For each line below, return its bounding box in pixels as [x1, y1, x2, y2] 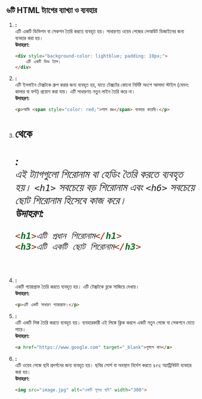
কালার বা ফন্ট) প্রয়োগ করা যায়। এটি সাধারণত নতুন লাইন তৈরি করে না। [14, 88, 136, 95]
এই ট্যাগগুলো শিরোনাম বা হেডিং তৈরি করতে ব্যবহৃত [14, 167, 183, 181]
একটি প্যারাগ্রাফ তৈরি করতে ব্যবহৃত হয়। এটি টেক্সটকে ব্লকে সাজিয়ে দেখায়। [14, 283, 140, 290]
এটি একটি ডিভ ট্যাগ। [26, 59, 62, 65]
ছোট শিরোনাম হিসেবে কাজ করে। [14, 193, 127, 207]
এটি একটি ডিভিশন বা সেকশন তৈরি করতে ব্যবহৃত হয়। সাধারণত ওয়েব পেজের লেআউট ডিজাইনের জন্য [14, 28, 184, 35]
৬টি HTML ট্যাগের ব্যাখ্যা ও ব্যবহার [6, 5, 97, 16]
